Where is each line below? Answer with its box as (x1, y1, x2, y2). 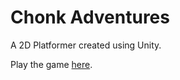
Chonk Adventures (10, 6, 170, 29)
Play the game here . (10, 58, 93, 70)
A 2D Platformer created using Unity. (10, 39, 162, 51)
